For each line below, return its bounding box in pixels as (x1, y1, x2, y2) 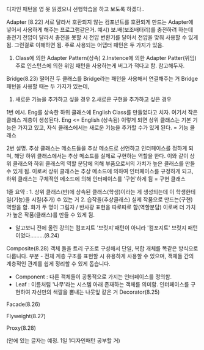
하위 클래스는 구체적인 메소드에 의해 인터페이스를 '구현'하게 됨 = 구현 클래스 (6, 175, 186, 182)
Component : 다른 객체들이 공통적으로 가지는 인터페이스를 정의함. (15, 273, 172, 280)
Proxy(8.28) (6, 324, 37, 332)
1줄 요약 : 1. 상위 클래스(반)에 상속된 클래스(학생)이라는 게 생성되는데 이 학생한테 (6, 188, 196, 195)
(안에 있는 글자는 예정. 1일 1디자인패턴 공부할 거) (6, 337, 120, 344)
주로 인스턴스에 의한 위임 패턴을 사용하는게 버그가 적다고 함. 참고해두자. (15, 62, 185, 69)
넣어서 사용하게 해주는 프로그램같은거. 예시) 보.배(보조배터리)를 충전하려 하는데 (6, 26, 194, 33)
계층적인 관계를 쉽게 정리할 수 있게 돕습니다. (6, 260, 111, 267)
